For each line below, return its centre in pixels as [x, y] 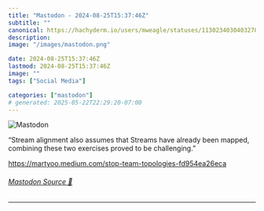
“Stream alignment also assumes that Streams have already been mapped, [129, 140]
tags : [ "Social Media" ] [47, 81]
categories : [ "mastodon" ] [50, 95]
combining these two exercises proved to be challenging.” [102, 148]
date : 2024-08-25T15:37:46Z [54, 59]
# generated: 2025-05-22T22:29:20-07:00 [75, 102]
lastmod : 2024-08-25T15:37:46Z [59, 67]
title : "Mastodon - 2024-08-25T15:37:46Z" [79, 15]
